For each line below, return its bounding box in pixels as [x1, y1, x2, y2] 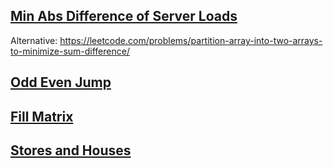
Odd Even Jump [10, 74, 112, 91]
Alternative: [10, 34, 58, 46]
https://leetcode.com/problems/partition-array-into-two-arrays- [59, 34, 323, 46]
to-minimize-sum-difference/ [10, 45, 130, 57]
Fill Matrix [10, 108, 74, 125]
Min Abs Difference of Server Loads [10, 8, 238, 25]
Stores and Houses [10, 142, 132, 159]
